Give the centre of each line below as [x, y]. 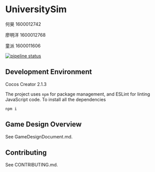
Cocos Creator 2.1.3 [26, 84]
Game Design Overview [44, 124]
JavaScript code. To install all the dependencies [56, 99]
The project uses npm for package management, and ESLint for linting [78, 94]
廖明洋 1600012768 [25, 35]
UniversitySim [36, 9]
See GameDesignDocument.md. [39, 136]
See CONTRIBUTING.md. [32, 165]
